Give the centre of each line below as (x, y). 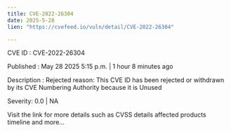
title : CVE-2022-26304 (40, 14)
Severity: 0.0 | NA (33, 101)
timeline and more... (36, 122)
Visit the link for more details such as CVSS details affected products (107, 115)
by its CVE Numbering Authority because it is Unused (85, 88)
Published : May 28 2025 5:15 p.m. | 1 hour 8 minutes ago (90, 67)
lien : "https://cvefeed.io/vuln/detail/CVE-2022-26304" (91, 27)
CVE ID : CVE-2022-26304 (46, 53)
